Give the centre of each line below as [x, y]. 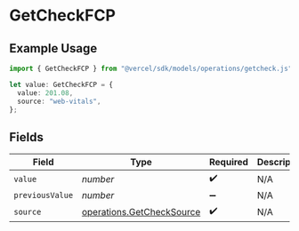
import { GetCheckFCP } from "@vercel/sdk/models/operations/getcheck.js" [151, 68]
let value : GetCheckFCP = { [61, 84]
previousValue [44, 195]
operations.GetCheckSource [141, 211]
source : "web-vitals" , [59, 101]
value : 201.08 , [45, 93]
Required [229, 163]
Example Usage [53, 48]
